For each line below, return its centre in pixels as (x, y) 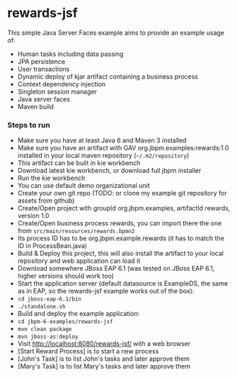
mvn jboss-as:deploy (48, 337)
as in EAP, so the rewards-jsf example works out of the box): (106, 291)
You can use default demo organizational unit (83, 186)
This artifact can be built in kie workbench (79, 163)
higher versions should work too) (66, 276)
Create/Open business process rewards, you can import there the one (120, 223)
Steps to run (29, 125)
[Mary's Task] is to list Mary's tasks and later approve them (104, 366)
